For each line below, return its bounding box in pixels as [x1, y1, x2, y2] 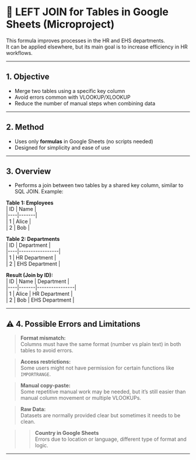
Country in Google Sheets [34, 430, 99, 437]
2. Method [6, 122, 44, 132]
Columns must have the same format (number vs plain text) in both [20, 341, 181, 348]
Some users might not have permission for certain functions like [20, 365, 174, 372]
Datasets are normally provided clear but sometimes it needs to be [20, 412, 181, 419]
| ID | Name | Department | [6, 278, 70, 285]
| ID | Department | [6, 242, 51, 249]
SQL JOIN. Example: [14, 188, 64, 195]
